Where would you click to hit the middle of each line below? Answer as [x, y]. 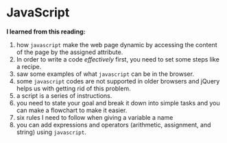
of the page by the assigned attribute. [70, 52]
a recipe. [29, 66]
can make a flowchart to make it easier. [72, 110]
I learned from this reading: [46, 31]
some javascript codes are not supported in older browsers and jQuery [118, 81]
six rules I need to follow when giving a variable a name [95, 117]
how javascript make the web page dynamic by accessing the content [117, 44]
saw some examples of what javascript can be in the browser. [105, 74]
